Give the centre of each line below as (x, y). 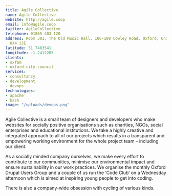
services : (16, 72)
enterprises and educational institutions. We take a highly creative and (79, 130)
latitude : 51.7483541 (28, 48)
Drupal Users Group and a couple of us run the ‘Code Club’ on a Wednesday (86, 173)
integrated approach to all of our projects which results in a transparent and (85, 136)
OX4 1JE (18, 43)
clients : (15, 57)
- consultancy (20, 77)
